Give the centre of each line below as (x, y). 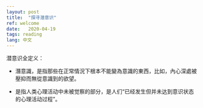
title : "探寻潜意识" (31, 18)
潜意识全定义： (25, 58)
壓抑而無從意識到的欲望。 (47, 79)
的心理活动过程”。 (38, 99)
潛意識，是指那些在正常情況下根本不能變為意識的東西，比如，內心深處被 (106, 71)
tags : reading (24, 35)
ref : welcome (23, 23)
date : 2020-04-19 (31, 29)
